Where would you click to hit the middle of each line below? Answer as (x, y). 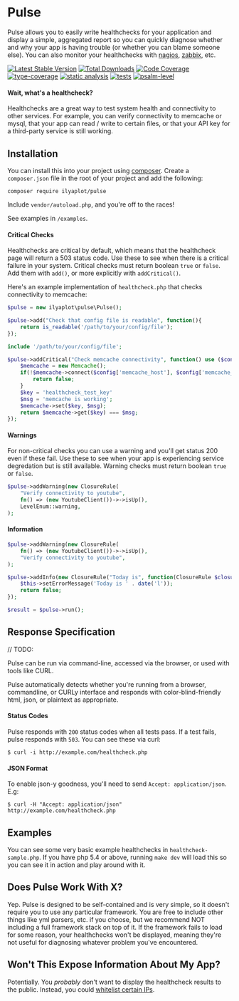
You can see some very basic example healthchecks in (88, 849)
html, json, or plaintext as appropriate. (63, 700)
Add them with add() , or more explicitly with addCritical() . (94, 273)
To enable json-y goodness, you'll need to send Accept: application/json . (117, 784)
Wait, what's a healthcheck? (51, 93)
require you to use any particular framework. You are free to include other (116, 912)
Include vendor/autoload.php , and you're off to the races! (91, 204)
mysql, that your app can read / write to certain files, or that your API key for (119, 124)
